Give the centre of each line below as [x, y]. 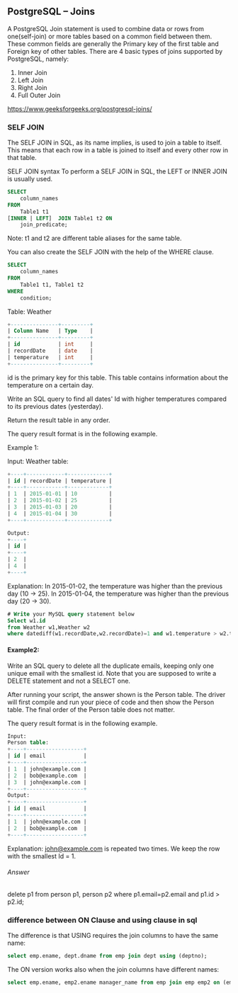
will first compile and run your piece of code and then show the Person [111, 702]
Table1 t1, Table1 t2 [52, 285]
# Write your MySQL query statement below [71, 614]
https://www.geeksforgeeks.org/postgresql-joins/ [80, 108]
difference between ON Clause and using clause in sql [102, 920]
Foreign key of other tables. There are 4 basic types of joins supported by [115, 51]
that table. [22, 158]
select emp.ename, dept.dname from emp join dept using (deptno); [107, 956]
